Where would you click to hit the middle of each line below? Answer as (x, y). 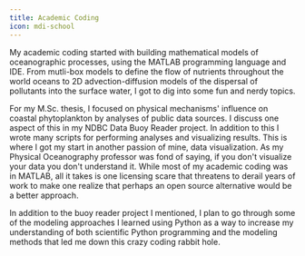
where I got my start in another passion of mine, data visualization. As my (147, 147)
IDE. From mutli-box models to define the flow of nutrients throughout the (147, 71)
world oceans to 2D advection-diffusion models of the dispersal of (134, 81)
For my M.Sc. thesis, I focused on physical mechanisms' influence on (139, 108)
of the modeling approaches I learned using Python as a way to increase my (152, 222)
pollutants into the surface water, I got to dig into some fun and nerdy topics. (152, 91)
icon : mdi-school (42, 26)
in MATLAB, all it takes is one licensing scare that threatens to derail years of (152, 176)
